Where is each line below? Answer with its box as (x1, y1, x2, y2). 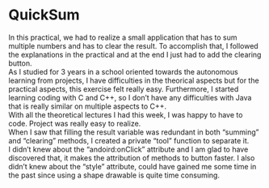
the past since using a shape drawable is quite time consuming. (8, 170, 221, 180)
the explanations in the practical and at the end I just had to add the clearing (8, 49, 262, 59)
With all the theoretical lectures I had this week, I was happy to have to (8, 109, 243, 119)
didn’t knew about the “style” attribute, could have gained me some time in (8, 161, 257, 171)
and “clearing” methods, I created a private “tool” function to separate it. (8, 135, 250, 145)
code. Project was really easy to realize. (8, 118, 141, 128)
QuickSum (8, 6, 80, 24)
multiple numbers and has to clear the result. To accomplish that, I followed (8, 41, 258, 50)
